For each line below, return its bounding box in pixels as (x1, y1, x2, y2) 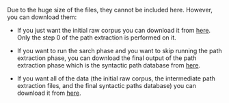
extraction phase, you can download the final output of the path (16, 54, 197, 62)
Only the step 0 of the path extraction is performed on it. (16, 33, 176, 42)
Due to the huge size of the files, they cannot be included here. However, (7, 6, 213, 14)
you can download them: (7, 13, 77, 21)
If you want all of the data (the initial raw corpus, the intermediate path (16, 74, 215, 83)
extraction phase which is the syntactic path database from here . (16, 61, 200, 69)
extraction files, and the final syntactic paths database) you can (16, 82, 197, 89)
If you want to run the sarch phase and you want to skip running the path (16, 47, 222, 55)
